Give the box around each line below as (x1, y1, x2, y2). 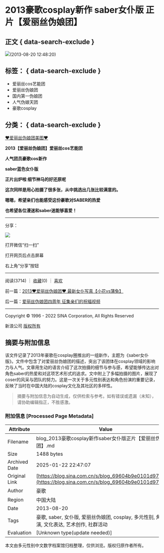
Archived (7, 458, 28, 465)
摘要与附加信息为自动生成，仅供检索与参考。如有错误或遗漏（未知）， (17, 393, 156, 399)
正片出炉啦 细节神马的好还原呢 (5, 176, 66, 182)
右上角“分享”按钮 (5, 262, 39, 269)
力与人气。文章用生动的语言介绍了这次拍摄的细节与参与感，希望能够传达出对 (5, 364, 159, 370)
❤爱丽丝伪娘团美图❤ (5, 135, 48, 141)
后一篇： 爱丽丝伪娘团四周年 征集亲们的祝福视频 (5, 298, 101, 304)
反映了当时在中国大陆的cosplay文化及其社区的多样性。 (5, 383, 115, 389)
